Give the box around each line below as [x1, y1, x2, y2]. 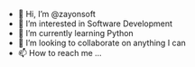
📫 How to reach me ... [17, 48, 102, 58]
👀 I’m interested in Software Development [17, 18, 173, 29]
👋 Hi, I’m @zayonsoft [17, 9, 97, 19]
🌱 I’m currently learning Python [17, 28, 134, 38]
